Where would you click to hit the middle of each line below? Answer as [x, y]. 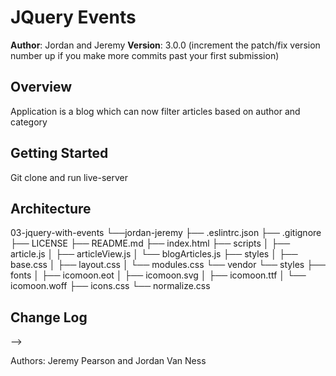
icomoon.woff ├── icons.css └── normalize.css [110, 286]
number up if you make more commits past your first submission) [145, 55]
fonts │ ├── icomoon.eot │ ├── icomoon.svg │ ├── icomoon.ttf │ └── [158, 275]
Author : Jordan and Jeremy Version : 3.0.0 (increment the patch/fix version [165, 45]
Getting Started [59, 153]
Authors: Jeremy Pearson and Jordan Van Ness [108, 361]
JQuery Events [73, 17]
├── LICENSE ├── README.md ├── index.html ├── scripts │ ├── [150, 243]
